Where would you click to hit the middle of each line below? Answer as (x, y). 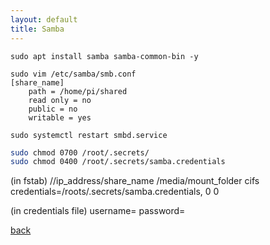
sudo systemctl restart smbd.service (89, 135)
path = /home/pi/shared (78, 91)
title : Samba (37, 29)
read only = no (60, 100)
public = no (53, 109)
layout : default (44, 19)
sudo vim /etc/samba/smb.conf (73, 74)
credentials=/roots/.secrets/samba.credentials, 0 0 (115, 192)
